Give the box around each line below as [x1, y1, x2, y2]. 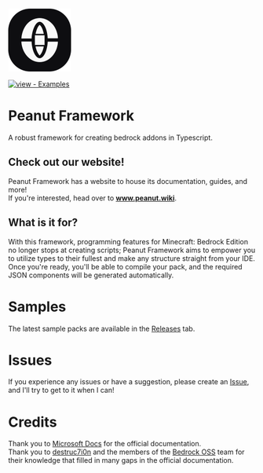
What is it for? [8, 216, 79, 229]
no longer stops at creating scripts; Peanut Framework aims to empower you [8, 245, 256, 255]
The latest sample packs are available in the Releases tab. [8, 324, 195, 333]
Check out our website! [8, 156, 125, 169]
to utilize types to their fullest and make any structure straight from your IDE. [8, 253, 255, 263]
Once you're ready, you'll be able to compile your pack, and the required [8, 262, 243, 271]
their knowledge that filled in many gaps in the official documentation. [8, 456, 234, 465]
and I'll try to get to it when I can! [8, 386, 115, 395]
